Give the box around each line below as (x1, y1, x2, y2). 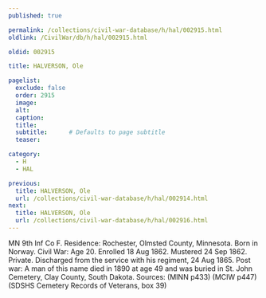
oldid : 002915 (8, 48, 56, 56)
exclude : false (15, 84, 66, 92)
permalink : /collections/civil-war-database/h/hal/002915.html (8, 25, 223, 34)
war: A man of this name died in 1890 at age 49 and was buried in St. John (8, 264, 253, 273)
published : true (8, 11, 62, 20)
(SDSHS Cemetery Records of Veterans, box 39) (8, 280, 167, 290)
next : (8, 202, 26, 210)
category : (8, 151, 41, 159)
